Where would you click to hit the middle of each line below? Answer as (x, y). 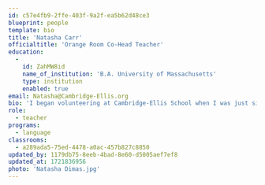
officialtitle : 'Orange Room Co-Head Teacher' (86, 45)
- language (33, 132)
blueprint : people (38, 23)
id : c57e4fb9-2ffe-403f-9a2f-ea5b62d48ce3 (79, 15)
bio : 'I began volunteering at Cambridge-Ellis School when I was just (128, 103)
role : (17, 111)
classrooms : (28, 140)
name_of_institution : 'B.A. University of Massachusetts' (119, 74)
